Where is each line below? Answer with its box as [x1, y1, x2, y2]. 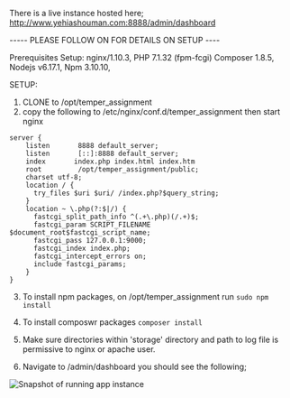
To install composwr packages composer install [22, 317, 203, 328]
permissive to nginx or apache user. [22, 344, 156, 355]
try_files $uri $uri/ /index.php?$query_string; [32, 189, 220, 198]
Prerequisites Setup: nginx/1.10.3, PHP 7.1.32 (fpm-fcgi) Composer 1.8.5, [9, 52, 275, 62]
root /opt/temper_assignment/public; [25, 165, 200, 174]
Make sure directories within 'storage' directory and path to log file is [22, 334, 279, 345]
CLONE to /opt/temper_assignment [22, 97, 152, 107]
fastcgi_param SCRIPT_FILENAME [32, 220, 151, 229]
